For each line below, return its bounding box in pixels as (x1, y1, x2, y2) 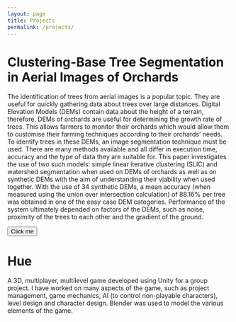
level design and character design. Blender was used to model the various (7, 299, 224, 308)
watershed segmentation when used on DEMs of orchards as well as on (7, 168, 218, 176)
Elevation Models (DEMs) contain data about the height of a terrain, (7, 108, 204, 116)
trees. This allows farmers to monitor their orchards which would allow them (7, 122, 230, 131)
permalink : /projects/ (7, 23, 74, 30)
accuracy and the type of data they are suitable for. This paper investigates (7, 153, 227, 161)
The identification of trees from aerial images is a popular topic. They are (7, 93, 220, 101)
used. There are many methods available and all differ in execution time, (7, 145, 218, 154)
